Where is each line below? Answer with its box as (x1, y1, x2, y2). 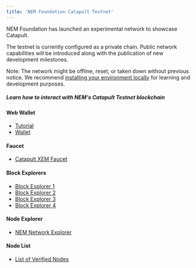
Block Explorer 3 (14, 195, 56, 202)
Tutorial (14, 122, 34, 129)
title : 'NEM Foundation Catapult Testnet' (6, 8, 114, 15)
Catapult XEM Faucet (14, 156, 68, 163)
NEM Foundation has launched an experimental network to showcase (6, 25, 178, 32)
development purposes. (6, 80, 65, 87)
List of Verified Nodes (14, 255, 69, 263)
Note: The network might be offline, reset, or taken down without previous (6, 67, 189, 75)
